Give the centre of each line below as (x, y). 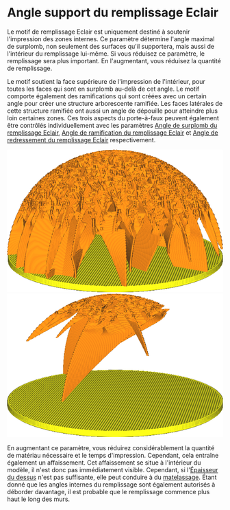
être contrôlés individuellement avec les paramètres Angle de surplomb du (112, 125)
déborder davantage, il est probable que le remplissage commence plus (108, 492)
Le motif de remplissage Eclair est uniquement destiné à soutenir (99, 32)
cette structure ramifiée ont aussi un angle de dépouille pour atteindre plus (112, 111)
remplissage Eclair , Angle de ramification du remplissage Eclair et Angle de (113, 133)
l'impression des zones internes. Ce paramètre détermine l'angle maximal (111, 38)
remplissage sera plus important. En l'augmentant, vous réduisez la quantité (114, 60)
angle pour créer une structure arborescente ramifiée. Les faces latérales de (115, 103)
